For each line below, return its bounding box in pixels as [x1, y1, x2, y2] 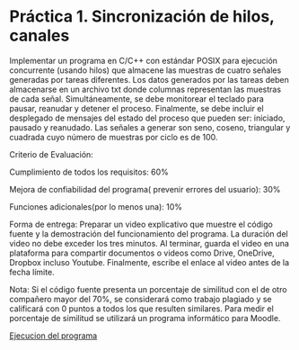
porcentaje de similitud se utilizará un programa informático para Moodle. [9, 312, 281, 323]
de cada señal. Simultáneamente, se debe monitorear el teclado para [9, 93, 265, 104]
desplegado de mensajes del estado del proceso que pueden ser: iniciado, [9, 112, 286, 123]
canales [9, 25, 70, 46]
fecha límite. [9, 266, 56, 277]
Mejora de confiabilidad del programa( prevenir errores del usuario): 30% [9, 184, 281, 194]
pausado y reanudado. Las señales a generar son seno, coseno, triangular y [9, 121, 291, 132]
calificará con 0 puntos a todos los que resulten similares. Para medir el [9, 303, 274, 314]
